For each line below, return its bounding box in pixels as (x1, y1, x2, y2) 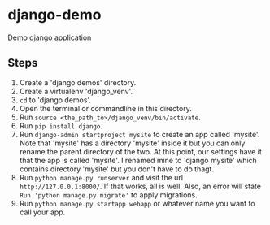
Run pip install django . (19, 120, 103, 131)
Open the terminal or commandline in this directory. (19, 103, 192, 113)
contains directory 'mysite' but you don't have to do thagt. (19, 164, 215, 174)
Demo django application (7, 32, 92, 42)
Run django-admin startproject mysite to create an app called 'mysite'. (19, 129, 260, 139)
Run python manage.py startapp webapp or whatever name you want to (19, 198, 255, 208)
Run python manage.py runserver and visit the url (19, 172, 184, 182)
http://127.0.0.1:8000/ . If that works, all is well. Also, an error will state (19, 181, 262, 191)
